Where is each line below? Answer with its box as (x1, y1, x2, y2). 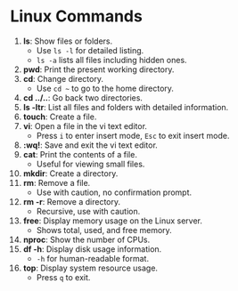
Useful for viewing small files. (36, 158, 145, 169)
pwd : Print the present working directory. (22, 64, 175, 75)
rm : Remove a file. (22, 177, 91, 188)
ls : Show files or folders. (22, 36, 113, 46)
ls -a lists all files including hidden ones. (36, 54, 187, 65)
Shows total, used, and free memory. (36, 224, 172, 235)
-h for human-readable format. (36, 253, 150, 263)
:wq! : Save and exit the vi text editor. (22, 140, 159, 150)
